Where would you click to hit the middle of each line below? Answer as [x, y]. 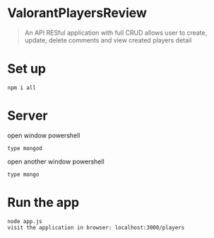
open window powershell [44, 135]
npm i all [22, 87]
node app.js [25, 221]
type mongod [25, 148]
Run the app [43, 203]
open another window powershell [56, 161]
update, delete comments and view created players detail [108, 40]
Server [28, 116]
